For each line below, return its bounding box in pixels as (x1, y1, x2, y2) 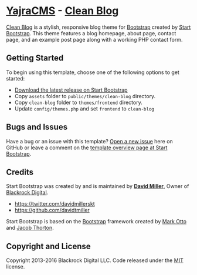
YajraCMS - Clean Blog (6, 4, 119, 18)
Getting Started (6, 53, 64, 63)
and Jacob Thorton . (6, 224, 54, 232)
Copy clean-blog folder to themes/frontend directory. (14, 99, 142, 106)
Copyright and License (6, 241, 91, 251)
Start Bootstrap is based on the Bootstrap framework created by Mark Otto (6, 218, 186, 225)
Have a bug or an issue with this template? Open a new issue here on (6, 137, 173, 145)
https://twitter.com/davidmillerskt (14, 200, 95, 207)
